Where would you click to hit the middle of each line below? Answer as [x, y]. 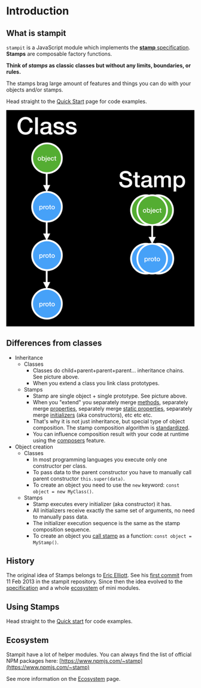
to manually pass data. [60, 517]
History [20, 561]
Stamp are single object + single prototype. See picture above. [110, 396]
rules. [14, 72]
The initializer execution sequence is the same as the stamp [106, 523]
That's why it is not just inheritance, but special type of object [109, 421]
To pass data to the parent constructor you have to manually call [112, 472]
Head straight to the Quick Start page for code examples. [77, 101]
